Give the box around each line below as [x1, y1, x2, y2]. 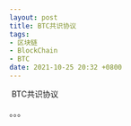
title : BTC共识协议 [9, 21, 77, 30]
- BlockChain [9, 46, 58, 55]
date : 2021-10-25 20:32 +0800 [9, 63, 123, 72]
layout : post [9, 13, 58, 22]
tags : [9, 29, 30, 38]
